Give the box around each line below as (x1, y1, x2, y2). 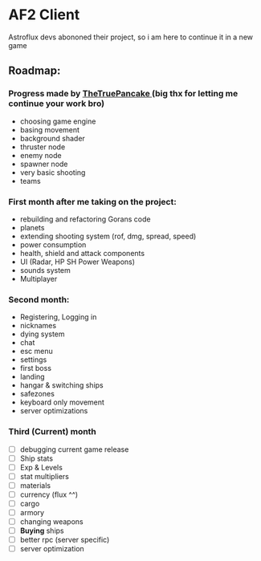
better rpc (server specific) (19, 535, 110, 545)
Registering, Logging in (19, 312, 97, 322)
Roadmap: (8, 64, 61, 78)
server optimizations (19, 406, 88, 416)
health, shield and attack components (19, 248, 145, 258)
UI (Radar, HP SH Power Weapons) (19, 257, 135, 266)
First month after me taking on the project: (8, 196, 177, 207)
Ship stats (19, 453, 54, 463)
